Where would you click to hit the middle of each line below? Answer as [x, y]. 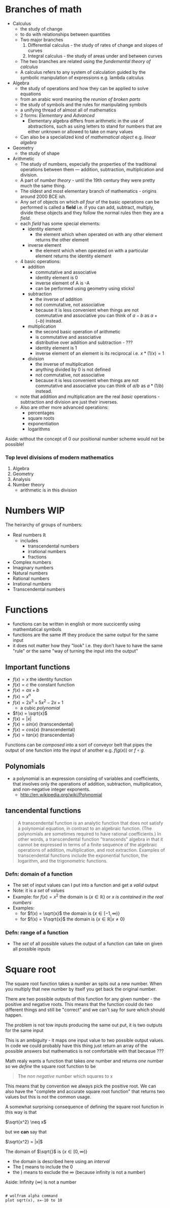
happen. [14, 1015]
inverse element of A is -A [62, 283]
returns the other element [62, 240]
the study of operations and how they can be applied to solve [84, 88]
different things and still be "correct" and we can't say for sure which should [85, 1010]
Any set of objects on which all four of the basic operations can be [90, 202]
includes [29, 541]
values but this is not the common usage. [48, 1097]
